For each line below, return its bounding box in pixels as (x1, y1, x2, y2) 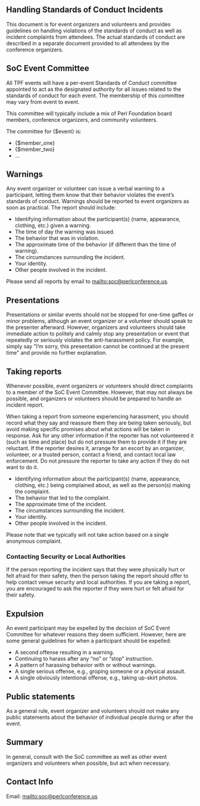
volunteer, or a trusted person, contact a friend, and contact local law (6, 451, 176, 459)
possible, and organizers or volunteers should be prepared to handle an (6, 395, 182, 402)
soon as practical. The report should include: (6, 204, 116, 211)
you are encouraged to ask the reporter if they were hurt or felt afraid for (6, 585, 185, 592)
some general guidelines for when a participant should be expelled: (6, 637, 171, 644)
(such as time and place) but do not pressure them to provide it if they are (6, 438, 187, 445)
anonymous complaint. (6, 537, 62, 545)
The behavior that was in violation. (14, 235, 99, 242)
